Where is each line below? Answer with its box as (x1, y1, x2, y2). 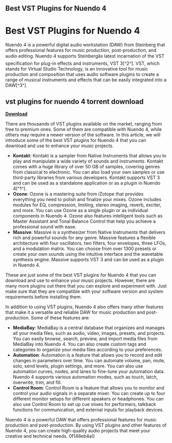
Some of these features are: (30, 315, 90, 321)
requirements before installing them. (5, 294, 82, 300)
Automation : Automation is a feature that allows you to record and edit (12, 352, 163, 358)
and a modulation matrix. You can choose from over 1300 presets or (12, 245, 157, 252)
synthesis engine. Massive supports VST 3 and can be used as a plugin (12, 257, 164, 263)
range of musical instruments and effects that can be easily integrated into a (5, 77, 167, 83)
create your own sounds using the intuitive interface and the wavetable (12, 251, 163, 257)
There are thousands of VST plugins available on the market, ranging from (5, 121, 162, 127)
